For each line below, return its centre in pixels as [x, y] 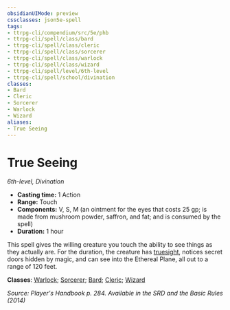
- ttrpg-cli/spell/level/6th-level [58, 71]
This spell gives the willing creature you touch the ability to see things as [110, 245]
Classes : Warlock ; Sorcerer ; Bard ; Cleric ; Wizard [76, 280]
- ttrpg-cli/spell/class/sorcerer [57, 52]
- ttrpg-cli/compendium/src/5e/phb [58, 33]
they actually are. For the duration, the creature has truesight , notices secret [115, 252]
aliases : [20, 122]
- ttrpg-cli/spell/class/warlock [55, 58]
